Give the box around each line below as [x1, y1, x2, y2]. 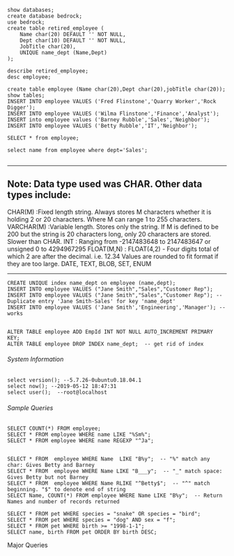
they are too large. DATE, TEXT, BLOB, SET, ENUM [7, 259, 152, 268]
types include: [7, 189, 71, 201]
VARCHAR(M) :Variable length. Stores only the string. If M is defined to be [7, 222, 219, 231]
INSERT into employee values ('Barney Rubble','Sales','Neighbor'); [7, 116, 210, 123]
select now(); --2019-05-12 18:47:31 [7, 383, 117, 390]
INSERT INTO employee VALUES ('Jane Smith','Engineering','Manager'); [7, 304, 217, 311]
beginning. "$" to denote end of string [7, 486, 127, 493]
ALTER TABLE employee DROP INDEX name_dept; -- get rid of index [7, 340, 204, 348]
